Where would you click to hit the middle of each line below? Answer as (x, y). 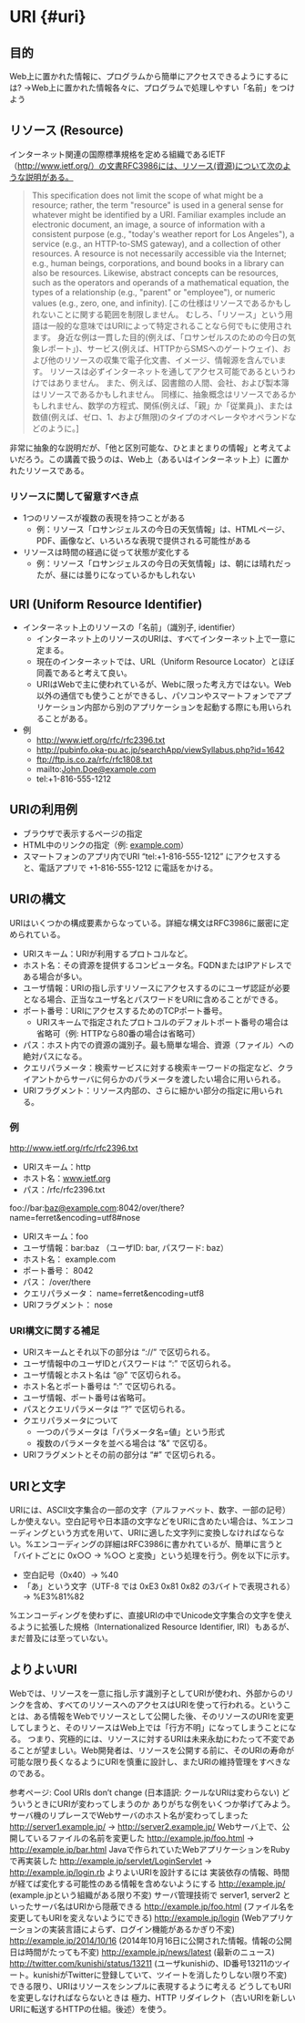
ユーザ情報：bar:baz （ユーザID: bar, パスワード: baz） (126, 1247)
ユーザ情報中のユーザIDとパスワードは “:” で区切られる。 (129, 1364)
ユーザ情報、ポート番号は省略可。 (86, 1398)
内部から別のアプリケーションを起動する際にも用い (180, 707)
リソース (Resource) (67, 131)
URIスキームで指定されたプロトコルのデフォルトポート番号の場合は (163, 1022)
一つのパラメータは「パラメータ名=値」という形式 (131, 1432)
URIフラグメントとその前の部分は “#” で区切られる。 (121, 1455)
